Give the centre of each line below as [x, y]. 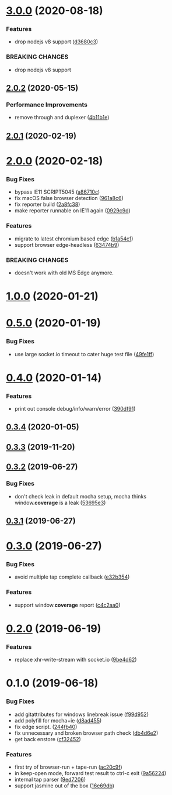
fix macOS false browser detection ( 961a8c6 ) [69, 198]
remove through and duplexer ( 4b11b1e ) [62, 118]
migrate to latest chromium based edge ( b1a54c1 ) [74, 239]
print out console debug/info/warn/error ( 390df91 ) [75, 409]
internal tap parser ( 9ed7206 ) [50, 779]
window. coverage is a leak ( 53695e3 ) [60, 503]
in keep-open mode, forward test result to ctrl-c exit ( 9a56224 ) [90, 773]
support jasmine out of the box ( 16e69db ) [64, 786]
